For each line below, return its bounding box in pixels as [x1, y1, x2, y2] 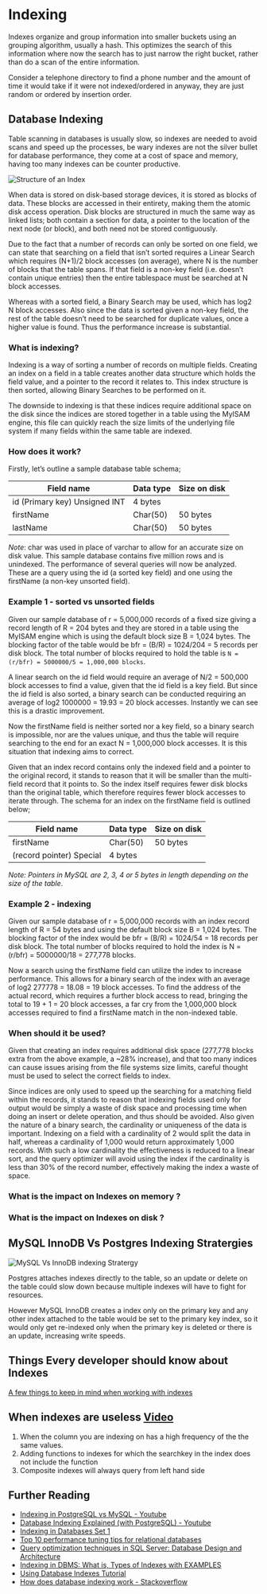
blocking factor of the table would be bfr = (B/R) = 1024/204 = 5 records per [8, 640, 258, 649]
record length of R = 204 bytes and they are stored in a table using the [8, 623, 239, 632]
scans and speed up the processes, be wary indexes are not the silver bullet [8, 142, 258, 152]
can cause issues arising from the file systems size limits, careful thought [8, 1063, 249, 1072]
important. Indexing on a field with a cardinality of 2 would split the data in [8, 1129, 251, 1138]
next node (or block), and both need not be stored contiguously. [8, 224, 219, 233]
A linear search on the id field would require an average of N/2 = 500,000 [8, 672, 249, 682]
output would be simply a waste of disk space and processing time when [8, 1103, 247, 1113]
